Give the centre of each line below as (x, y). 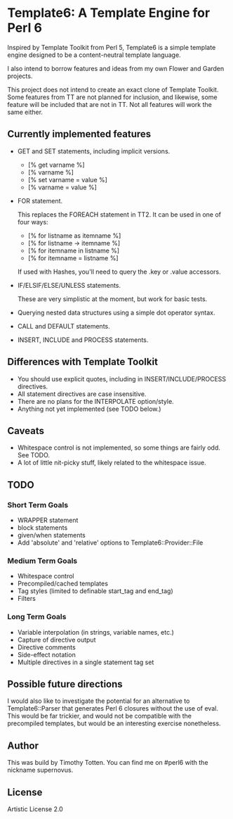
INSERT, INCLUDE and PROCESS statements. (83, 340)
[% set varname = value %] (67, 179)
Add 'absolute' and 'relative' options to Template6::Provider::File (110, 542)
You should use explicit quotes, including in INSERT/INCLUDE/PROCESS (122, 379)
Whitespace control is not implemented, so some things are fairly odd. (119, 447)
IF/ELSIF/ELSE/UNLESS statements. (69, 285)
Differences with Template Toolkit (82, 362)
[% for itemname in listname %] (74, 250)
